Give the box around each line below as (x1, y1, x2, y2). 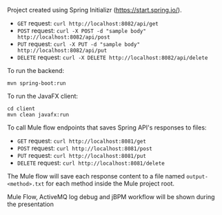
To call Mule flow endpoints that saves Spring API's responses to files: (7, 123, 207, 132)
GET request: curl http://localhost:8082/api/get (17, 19, 159, 27)
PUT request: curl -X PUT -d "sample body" (17, 40, 140, 48)
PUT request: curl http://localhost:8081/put (17, 152, 147, 159)
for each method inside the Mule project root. (46, 179, 174, 187)
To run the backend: (7, 67, 64, 74)
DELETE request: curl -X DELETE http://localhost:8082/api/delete (17, 53, 208, 61)
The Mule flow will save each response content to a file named (7, 172, 185, 180)
